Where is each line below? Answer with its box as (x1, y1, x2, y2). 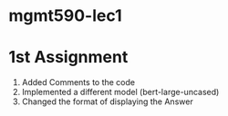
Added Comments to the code (21, 77, 136, 88)
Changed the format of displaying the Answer (21, 96, 193, 107)
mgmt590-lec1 (8, 5, 122, 26)
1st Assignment (8, 47, 129, 68)
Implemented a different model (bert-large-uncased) (21, 87, 220, 98)
